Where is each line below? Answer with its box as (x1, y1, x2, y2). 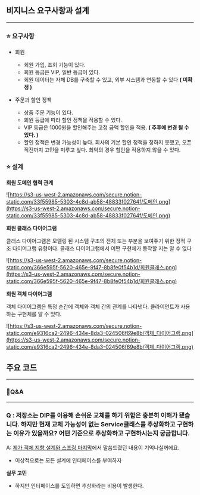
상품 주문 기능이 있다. (23, 109, 73, 116)
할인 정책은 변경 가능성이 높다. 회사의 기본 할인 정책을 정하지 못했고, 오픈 (23, 139, 192, 146)
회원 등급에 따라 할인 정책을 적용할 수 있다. (23, 116, 123, 124)
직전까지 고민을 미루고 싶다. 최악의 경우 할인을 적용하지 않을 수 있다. (23, 146, 181, 153)
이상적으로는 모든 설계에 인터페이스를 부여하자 (14, 456, 122, 464)
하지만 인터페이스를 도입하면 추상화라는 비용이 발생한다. (14, 482, 144, 489)
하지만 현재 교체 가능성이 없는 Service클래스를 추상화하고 (20, 420, 176, 429)
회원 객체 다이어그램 (6, 290, 52, 297)
